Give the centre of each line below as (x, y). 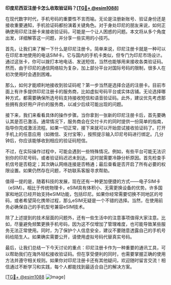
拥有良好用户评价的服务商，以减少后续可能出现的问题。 (67, 104)
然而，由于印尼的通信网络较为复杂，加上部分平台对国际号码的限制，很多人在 (85, 68)
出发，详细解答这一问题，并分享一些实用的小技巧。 (59, 38)
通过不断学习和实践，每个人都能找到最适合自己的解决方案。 (72, 267)
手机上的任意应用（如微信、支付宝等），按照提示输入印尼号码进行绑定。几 (82, 134)
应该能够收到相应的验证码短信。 (56, 140)
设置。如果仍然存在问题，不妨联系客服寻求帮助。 (61, 171)
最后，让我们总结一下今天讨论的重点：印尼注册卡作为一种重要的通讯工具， (83, 248)
